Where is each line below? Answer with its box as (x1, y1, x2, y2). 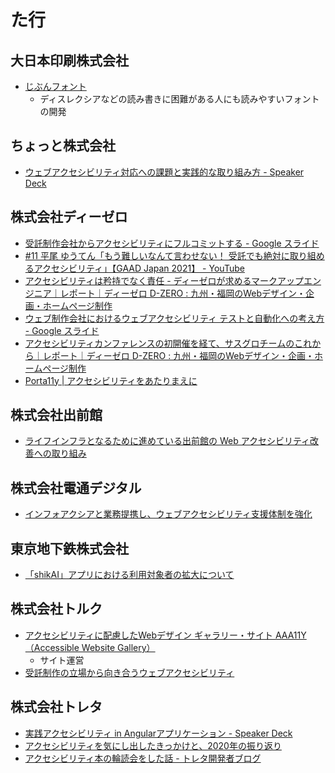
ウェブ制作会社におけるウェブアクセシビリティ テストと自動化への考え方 (24, 312, 325, 324)
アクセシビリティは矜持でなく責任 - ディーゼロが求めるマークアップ (24, 274, 305, 286)
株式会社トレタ (10, 699, 103, 716)
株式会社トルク (10, 601, 103, 618)
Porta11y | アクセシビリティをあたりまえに (24, 374, 198, 386)
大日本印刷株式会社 (10, 52, 129, 69)
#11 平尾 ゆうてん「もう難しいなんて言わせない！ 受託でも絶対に (24, 249, 290, 261)
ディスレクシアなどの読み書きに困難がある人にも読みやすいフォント (39, 93, 320, 105)
